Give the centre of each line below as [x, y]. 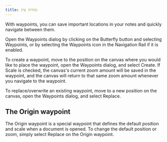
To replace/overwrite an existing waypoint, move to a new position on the [81, 90]
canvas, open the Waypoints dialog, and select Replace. [63, 96]
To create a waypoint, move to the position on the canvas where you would [83, 59]
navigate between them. [30, 29]
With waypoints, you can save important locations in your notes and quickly [83, 24]
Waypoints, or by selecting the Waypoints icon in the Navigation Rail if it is [82, 44]
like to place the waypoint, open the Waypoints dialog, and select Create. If [83, 65]
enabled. [14, 50]
